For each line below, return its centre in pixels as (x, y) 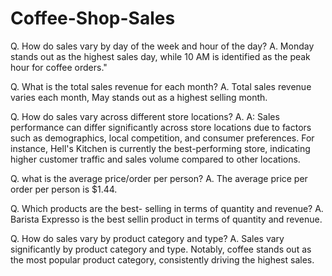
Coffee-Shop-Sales (93, 18)
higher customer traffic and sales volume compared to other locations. (155, 159)
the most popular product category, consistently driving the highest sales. (162, 259)
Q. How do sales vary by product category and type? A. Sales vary (147, 238)
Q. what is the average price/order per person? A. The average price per (159, 178)
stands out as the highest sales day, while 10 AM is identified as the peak (160, 56)
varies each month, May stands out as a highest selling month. (139, 97)
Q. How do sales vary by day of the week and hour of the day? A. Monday (162, 46)
